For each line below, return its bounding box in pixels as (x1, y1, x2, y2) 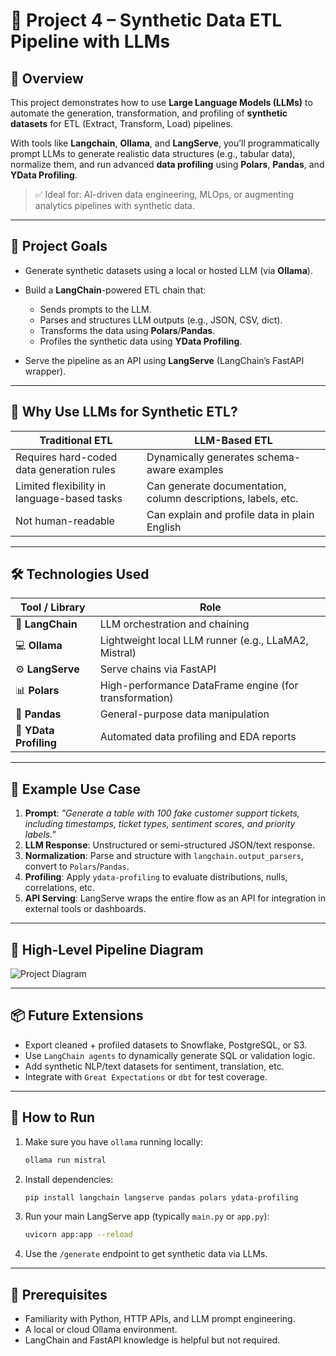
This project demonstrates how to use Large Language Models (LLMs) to (10, 97, 313, 108)
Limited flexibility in (15, 479, 107, 493)
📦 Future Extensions (10, 1007, 144, 1024)
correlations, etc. (24, 882, 95, 894)
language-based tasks (15, 491, 123, 505)
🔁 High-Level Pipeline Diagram (10, 941, 204, 958)
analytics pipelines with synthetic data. (34, 200, 195, 211)
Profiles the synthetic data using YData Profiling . (39, 335, 243, 347)
